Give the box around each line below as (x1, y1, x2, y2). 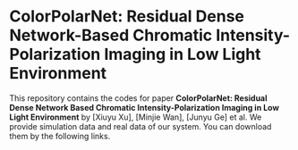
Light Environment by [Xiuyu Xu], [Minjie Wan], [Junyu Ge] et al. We (9, 112, 262, 122)
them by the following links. (9, 130, 111, 141)
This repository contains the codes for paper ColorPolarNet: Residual (9, 92, 268, 104)
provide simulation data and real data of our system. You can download (9, 121, 272, 131)
